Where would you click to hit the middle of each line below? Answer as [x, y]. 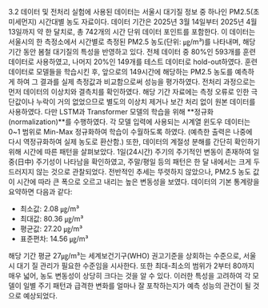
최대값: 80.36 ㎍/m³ [52, 219]
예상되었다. [40, 296]
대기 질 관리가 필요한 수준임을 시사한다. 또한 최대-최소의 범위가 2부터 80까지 [135, 266]
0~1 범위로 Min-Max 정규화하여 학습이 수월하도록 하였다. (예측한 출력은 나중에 [130, 132]
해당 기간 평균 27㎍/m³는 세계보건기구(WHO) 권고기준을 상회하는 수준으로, [125, 256]
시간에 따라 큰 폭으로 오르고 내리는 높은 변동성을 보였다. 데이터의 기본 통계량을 [138, 182]
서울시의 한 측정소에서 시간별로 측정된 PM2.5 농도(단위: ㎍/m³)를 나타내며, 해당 [132, 42]
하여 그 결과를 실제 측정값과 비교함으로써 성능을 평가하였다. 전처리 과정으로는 [136, 82]
